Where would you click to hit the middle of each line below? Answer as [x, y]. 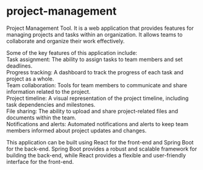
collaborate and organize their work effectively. [66, 41]
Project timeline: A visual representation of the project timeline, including [98, 98]
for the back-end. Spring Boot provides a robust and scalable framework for [101, 149]
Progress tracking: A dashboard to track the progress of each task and [95, 72]
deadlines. [19, 66]
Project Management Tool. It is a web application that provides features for [100, 28]
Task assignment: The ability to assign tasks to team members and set [94, 59]
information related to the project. [48, 91]
